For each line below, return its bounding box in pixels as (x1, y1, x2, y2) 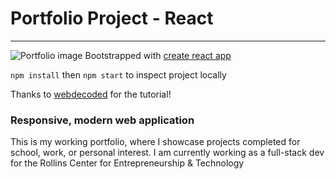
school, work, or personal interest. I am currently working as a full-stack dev (10, 147, 325, 159)
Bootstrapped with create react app (84, 49, 232, 61)
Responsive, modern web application (10, 113, 195, 127)
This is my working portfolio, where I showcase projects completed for (10, 136, 301, 148)
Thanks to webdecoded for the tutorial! (10, 88, 172, 100)
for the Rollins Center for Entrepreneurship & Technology (10, 157, 245, 169)
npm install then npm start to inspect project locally (10, 68, 227, 81)
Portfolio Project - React (10, 7, 214, 30)
